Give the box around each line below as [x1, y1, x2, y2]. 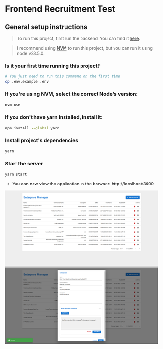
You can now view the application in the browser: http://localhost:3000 [12, 181, 154, 186]
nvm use [5, 102, 21, 108]
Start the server [5, 160, 43, 167]
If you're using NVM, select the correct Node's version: [5, 91, 138, 97]
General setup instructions [5, 23, 88, 31]
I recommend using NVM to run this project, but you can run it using [16, 45, 153, 51]
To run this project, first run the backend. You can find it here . [16, 36, 141, 41]
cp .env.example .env [5, 79, 49, 84]
